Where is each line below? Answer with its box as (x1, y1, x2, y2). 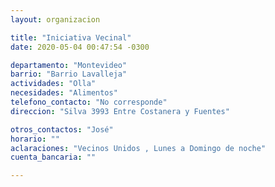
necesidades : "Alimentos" (10, 88, 118, 98)
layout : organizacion (10, 14, 101, 25)
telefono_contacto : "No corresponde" (10, 97, 168, 107)
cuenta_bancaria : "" (10, 152, 97, 163)
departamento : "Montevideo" (10, 60, 128, 70)
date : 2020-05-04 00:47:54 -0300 (10, 42, 150, 52)
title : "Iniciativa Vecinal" (10, 32, 132, 43)
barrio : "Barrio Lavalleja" (10, 69, 128, 80)
